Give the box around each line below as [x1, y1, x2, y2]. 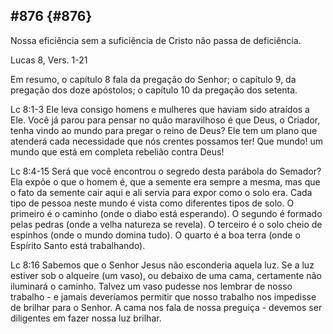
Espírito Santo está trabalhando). [10, 239, 146, 251]
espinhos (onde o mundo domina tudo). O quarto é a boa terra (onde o [10, 229, 301, 241]
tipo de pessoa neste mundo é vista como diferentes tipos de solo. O [10, 197, 295, 209]
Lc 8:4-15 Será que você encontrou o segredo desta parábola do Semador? [10, 165, 322, 177]
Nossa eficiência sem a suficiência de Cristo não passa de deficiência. [10, 34, 302, 46]
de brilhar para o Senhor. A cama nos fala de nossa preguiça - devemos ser [10, 301, 323, 313]
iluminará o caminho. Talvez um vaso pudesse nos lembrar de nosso [10, 280, 293, 292]
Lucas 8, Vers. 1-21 [10, 54, 88, 66]
